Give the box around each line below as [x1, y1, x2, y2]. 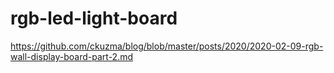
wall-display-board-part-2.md [10, 50, 134, 62]
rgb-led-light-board [10, 7, 178, 30]
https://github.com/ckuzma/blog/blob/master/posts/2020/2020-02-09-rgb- [10, 40, 324, 52]
